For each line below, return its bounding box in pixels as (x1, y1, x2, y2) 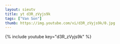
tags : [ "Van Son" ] (5, 16, 42, 21)
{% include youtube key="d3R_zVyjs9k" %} (5, 34, 92, 40)
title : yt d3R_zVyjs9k (5, 12, 51, 16)
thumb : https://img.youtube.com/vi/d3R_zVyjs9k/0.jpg (5, 20, 116, 26)
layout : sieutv (5, 7, 36, 12)
